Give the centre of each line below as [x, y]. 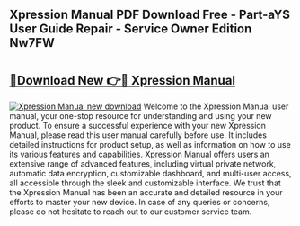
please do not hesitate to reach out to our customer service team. [131, 212]
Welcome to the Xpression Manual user [216, 106]
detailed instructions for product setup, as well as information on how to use [150, 145]
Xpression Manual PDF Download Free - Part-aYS [150, 15]
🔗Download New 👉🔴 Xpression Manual [123, 80]
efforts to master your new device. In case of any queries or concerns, [140, 202]
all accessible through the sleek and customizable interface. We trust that [145, 183]
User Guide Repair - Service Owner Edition [131, 29]
